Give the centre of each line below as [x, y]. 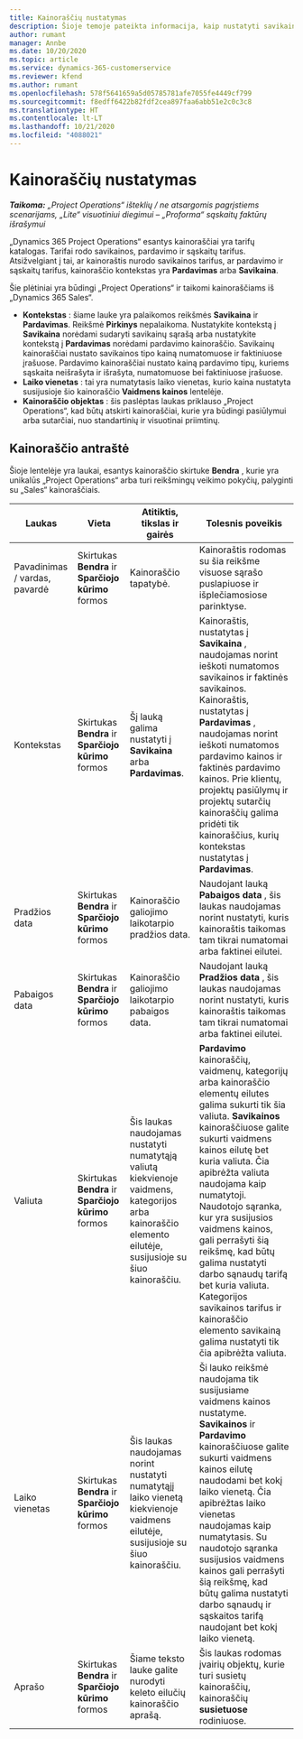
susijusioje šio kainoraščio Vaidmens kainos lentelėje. [123, 391]
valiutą [143, 1167]
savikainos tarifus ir [240, 1308]
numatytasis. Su [233, 1537]
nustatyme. [223, 1412]
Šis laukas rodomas [240, 1652]
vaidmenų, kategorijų [243, 1070]
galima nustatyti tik [239, 1341]
